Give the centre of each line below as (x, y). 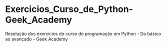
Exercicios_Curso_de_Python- (69, 9)
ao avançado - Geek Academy (36, 39)
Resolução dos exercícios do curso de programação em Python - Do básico (83, 33)
